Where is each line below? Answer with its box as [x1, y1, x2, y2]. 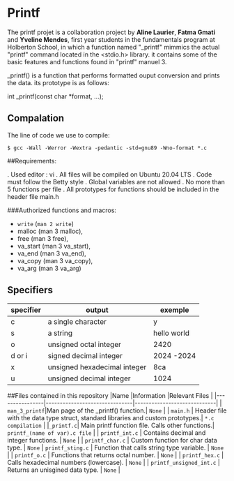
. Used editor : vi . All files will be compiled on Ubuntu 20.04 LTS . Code [7, 170, 212, 179]
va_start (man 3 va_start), [17, 242, 91, 250]
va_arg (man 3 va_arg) [17, 264, 81, 272]
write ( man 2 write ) [17, 219, 75, 228]
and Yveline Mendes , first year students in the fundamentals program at [7, 35, 216, 43]
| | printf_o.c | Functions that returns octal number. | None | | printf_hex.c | [7, 450, 224, 459]
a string [47, 328, 73, 338]
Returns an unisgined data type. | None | [7, 466, 120, 474]
